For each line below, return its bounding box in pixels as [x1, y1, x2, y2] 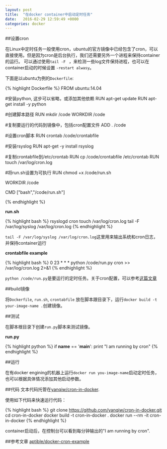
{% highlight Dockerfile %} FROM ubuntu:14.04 [5, 85, 102, 91]
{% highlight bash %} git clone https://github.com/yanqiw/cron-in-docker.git [5, 407, 162, 413]
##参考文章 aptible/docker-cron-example [5, 439, 89, 445]
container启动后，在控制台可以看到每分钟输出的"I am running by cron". [5, 428, 151, 434]
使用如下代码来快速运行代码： [5, 397, 66, 403]
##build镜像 [5, 286, 30, 292]
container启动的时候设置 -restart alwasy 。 [5, 65, 94, 71]
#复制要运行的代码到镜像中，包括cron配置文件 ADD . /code [5, 122, 126, 128]
